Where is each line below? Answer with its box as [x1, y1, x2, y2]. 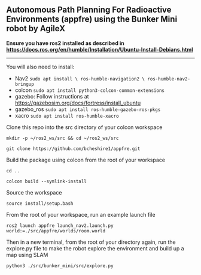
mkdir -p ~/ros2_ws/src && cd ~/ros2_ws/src [6, 135, 119, 141]
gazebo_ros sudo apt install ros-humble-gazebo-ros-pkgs [14, 105, 161, 113]
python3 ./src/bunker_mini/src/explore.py [6, 262, 114, 269]
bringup [14, 81, 34, 87]
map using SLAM [6, 251, 48, 258]
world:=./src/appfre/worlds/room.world [6, 228, 106, 234]
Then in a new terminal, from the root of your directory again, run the [6, 238, 176, 246]
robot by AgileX [6, 23, 66, 34]
